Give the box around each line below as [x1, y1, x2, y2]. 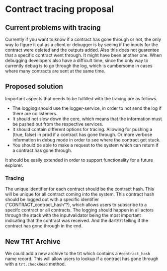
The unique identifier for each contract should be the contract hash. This [5, 186, 154, 192]
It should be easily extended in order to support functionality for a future [5, 157, 153, 163]
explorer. [5, 162, 23, 168]
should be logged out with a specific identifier [5, 197, 99, 203]
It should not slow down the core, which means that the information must [12, 116, 163, 122]
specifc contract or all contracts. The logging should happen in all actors [5, 207, 154, 213]
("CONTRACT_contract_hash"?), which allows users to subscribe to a [5, 202, 147, 208]
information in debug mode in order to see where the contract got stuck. [12, 136, 161, 142]
